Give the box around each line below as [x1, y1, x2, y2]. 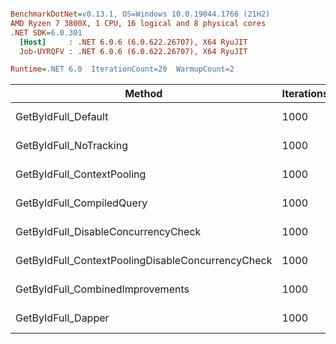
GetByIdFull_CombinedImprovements [15, 282, 190, 296]
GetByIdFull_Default [15, 110, 109, 124]
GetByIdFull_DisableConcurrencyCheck [15, 225, 202, 239]
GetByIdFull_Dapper [15, 311, 110, 325]
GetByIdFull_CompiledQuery [15, 196, 148, 210]
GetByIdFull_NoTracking [15, 139, 128, 153]
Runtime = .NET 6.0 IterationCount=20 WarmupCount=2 [10, 64, 235, 75]
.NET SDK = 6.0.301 [10, 27, 83, 38]
